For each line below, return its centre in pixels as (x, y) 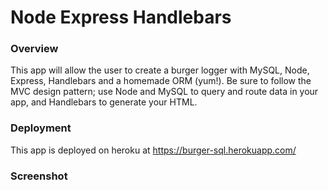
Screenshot (39, 176)
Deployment (41, 128)
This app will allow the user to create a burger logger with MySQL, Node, (160, 70)
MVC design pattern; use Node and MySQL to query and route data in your (164, 92)
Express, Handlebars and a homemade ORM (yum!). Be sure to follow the (161, 81)
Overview (34, 49)
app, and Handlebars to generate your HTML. (104, 102)
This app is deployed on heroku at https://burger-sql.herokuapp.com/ (153, 150)
